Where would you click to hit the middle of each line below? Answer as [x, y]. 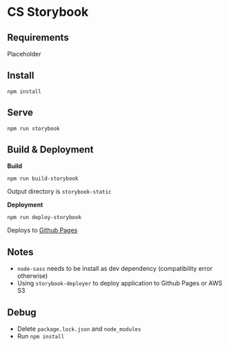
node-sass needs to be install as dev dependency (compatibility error [115, 269]
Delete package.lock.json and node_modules [79, 329]
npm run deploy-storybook [44, 218]
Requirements [38, 38]
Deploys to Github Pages [42, 230]
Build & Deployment [50, 150]
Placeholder [24, 54]
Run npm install [41, 336]
